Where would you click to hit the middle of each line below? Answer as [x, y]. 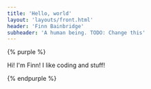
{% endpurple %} [32, 79]
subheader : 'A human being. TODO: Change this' [77, 33]
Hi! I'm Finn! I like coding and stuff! [56, 65]
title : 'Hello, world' [39, 13]
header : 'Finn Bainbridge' [46, 26]
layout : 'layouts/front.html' [50, 20]
